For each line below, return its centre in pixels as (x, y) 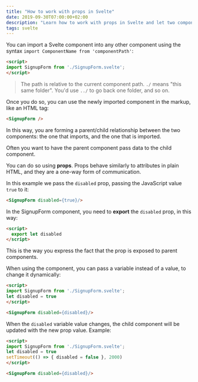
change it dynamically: (34, 275)
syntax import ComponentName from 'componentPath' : (70, 51)
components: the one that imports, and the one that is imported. (84, 136)
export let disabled (37, 234)
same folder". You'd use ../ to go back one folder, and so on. (95, 90)
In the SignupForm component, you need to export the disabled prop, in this (99, 211)
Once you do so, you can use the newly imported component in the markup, (98, 101)
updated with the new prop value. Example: (59, 330)
